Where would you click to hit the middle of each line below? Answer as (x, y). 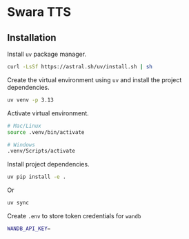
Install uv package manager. (47, 54)
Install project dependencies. (48, 164)
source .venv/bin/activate (46, 132)
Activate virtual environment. (48, 113)
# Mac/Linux (24, 126)
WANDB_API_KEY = (29, 229)
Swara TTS (39, 12)
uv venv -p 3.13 (30, 100)
